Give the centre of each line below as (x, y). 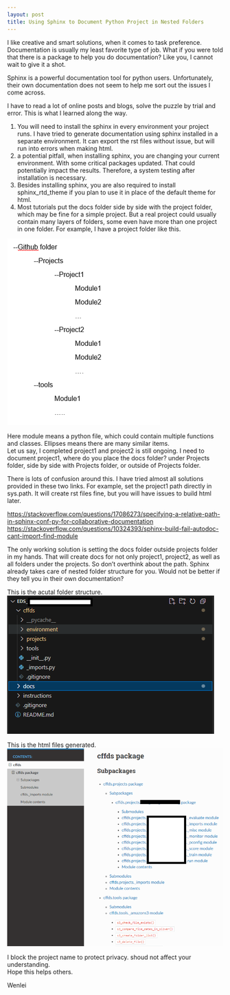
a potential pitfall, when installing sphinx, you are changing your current (118, 156)
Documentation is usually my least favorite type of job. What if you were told (115, 50)
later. (14, 500)
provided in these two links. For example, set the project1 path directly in (110, 486)
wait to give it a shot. (37, 64)
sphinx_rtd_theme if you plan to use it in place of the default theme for (116, 192)
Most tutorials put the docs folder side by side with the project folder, (115, 207)
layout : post (26, 14)
